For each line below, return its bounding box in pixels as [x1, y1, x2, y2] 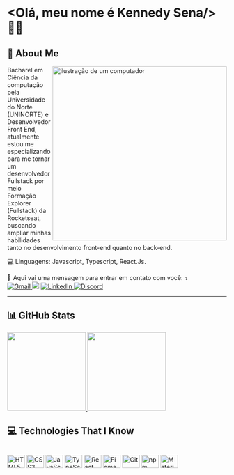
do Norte [7, 103, 33, 111]
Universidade [7, 95, 46, 104]
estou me [7, 140, 35, 148]
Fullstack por [7, 177, 45, 185]
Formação [7, 192, 37, 200]
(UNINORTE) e [7, 110, 49, 118]
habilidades [7, 236, 40, 244]
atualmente [7, 132, 40, 141]
